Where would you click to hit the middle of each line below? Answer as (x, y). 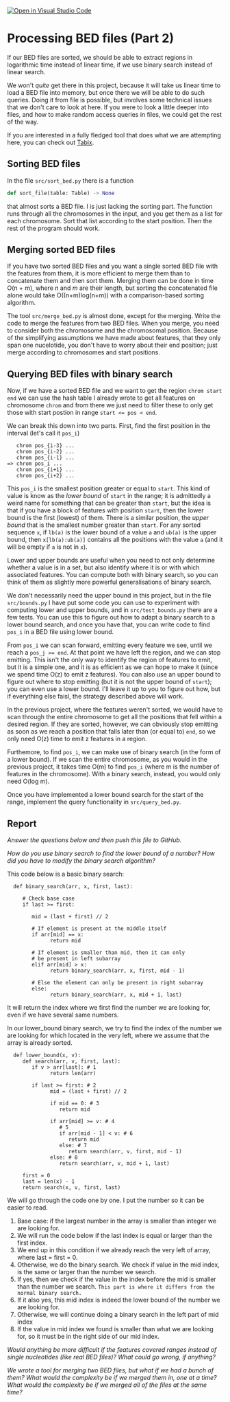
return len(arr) (73, 1074)
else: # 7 (73, 1146)
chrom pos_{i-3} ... (46, 446)
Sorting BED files (44, 164)
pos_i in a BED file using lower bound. (61, 632)
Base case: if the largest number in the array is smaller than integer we (117, 1221)
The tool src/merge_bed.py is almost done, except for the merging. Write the (114, 316)
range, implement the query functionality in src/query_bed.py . (94, 802)
